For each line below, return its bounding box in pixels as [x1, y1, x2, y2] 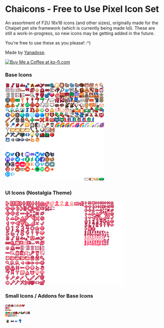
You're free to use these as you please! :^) [5, 40, 91, 45]
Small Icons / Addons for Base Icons [5, 292, 93, 299]
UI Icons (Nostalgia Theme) [5, 189, 72, 196]
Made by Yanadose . [5, 49, 46, 55]
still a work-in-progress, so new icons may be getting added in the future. [5, 30, 155, 36]
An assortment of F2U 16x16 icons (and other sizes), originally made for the [5, 20, 159, 26]
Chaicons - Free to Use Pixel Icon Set [5, 3, 160, 15]
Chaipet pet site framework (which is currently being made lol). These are [5, 25, 156, 31]
